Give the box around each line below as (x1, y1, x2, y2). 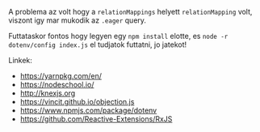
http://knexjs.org (19, 88, 76, 98)
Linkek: (8, 56, 32, 65)
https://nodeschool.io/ (19, 80, 94, 89)
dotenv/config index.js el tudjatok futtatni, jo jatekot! (8, 40, 187, 49)
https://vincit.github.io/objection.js (19, 97, 135, 106)
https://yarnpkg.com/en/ (19, 71, 103, 80)
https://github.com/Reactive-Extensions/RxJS (19, 114, 173, 124)
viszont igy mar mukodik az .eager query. (8, 15, 147, 25)
